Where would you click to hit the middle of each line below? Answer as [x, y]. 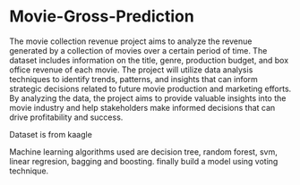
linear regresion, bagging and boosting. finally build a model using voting [144, 161]
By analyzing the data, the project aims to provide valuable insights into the [148, 98]
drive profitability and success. [66, 117]
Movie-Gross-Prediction [102, 17]
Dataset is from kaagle [51, 134]
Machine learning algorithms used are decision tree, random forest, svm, [143, 151]
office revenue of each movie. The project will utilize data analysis [131, 70]
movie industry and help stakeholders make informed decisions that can [142, 107]
